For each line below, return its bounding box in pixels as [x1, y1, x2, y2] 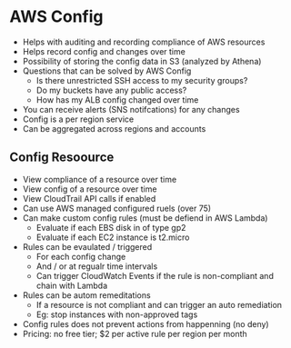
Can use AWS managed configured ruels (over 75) [22, 203, 212, 214]
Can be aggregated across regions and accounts [22, 123, 206, 134]
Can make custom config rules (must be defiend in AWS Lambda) [22, 212, 268, 224]
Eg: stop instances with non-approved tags [35, 309, 198, 320]
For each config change [35, 251, 126, 262]
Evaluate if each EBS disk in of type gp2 [35, 222, 186, 233]
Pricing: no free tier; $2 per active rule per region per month [22, 328, 247, 339]
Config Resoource [9, 150, 115, 165]
